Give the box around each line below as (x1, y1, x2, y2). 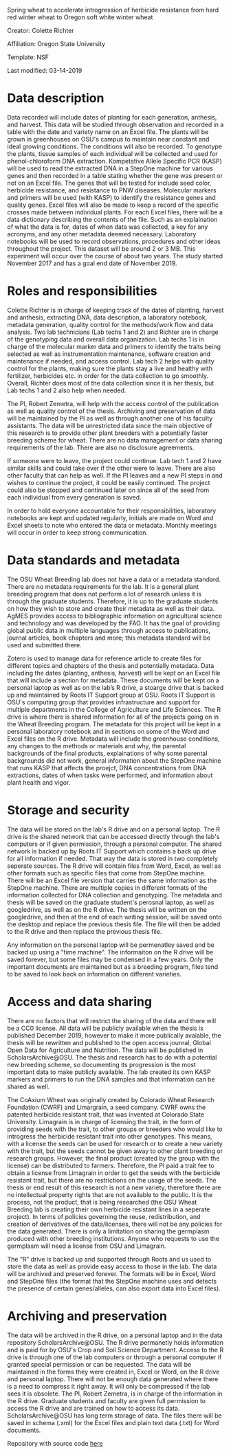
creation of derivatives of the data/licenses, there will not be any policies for (7, 1220, 223, 1228)
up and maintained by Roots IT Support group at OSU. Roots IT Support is (7, 691, 215, 699)
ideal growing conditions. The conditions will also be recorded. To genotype (7, 142, 222, 150)
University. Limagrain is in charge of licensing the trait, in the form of (7, 1117, 201, 1126)
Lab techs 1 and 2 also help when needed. (7, 386, 126, 394)
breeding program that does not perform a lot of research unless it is (7, 590, 201, 598)
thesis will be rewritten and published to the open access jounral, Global (7, 1038, 211, 1047)
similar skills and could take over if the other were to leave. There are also (7, 464, 216, 472)
